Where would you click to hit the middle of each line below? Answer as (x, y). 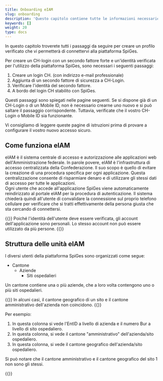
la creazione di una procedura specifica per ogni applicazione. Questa (75, 173)
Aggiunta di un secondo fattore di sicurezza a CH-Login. (68, 80)
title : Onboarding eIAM (29, 9)
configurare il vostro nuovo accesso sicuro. (48, 130)
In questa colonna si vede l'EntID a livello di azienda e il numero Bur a (81, 324)
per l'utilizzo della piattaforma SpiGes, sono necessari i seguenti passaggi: (80, 66)
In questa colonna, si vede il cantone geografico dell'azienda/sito (77, 344)
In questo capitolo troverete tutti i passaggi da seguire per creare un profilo (80, 46)
